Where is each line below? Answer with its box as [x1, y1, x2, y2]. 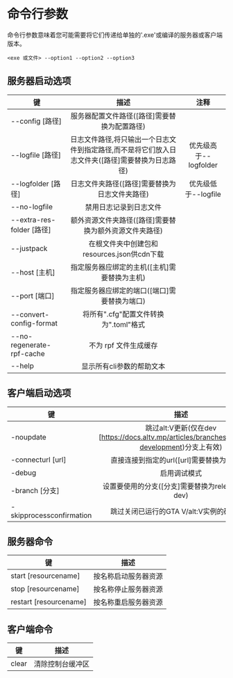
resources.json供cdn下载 [83, 249, 164, 259]
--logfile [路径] [10, 150, 61, 160]
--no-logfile [10, 202, 53, 211]
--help [10, 361, 35, 371]
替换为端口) [107, 296, 146, 306]
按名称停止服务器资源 [93, 585, 163, 595]
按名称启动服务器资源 [93, 572, 163, 581]
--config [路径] [10, 116, 62, 126]
